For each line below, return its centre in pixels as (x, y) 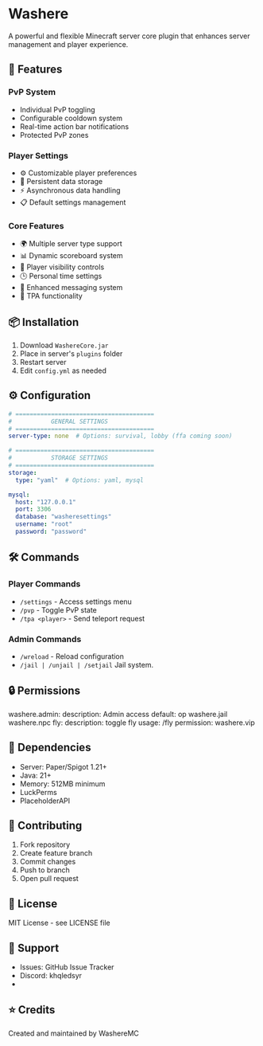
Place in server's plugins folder (71, 354)
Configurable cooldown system (71, 118)
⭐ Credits (32, 1010)
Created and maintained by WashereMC (73, 1033)
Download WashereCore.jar (64, 345)
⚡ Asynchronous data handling (70, 190)
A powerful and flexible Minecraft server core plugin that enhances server (129, 36)
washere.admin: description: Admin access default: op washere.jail (118, 714)
